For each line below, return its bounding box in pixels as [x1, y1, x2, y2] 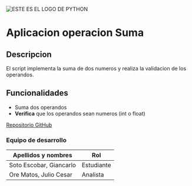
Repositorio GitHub [6, 121, 52, 128]
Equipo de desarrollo [6, 136, 67, 144]
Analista [81, 171, 104, 179]
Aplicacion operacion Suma [6, 26, 144, 39]
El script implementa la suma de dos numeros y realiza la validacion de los [6, 65, 187, 72]
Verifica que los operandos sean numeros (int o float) [14, 110, 145, 117]
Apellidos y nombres [12, 151, 72, 160]
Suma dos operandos [14, 103, 67, 111]
